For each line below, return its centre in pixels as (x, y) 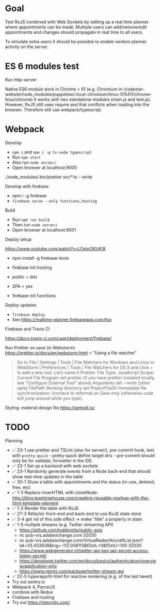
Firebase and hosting (33, 597)
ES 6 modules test (42, 66)
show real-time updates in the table (48, 477)
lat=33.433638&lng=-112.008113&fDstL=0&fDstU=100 (73, 545)
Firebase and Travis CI (27, 329)
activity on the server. (27, 47)
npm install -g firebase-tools (40, 258)
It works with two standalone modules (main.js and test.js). (92, 99)
